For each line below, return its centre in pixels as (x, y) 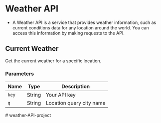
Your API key (61, 95)
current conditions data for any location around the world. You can (81, 27)
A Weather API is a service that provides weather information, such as (84, 22)
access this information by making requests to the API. (68, 33)
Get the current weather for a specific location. (53, 61)
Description (76, 87)
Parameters (19, 74)
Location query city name (76, 103)
